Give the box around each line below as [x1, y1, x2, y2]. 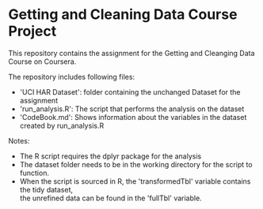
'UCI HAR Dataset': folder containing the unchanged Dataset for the [19, 87, 241, 96]
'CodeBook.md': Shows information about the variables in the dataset [19, 112, 247, 121]
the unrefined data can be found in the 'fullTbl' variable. [19, 193, 202, 203]
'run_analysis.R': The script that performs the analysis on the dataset [19, 104, 245, 114]
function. [19, 168, 50, 177]
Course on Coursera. [8, 57, 77, 66]
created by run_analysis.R [19, 121, 105, 130]
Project [8, 22, 57, 40]
